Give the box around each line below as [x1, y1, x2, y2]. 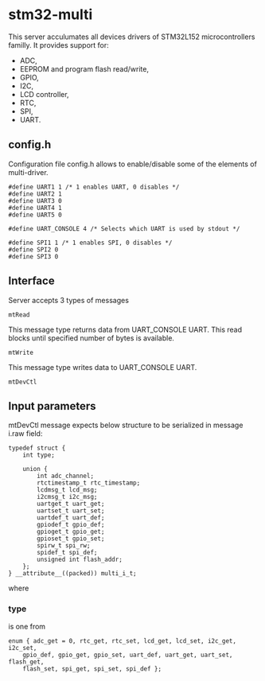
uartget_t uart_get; [37, 500, 105, 508]
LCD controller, [19, 89, 69, 99]
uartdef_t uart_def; [37, 514, 105, 522]
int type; [22, 451, 56, 459]
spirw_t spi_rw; [37, 542, 91, 550]
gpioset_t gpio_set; [37, 535, 105, 543]
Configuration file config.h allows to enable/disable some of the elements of [8, 159, 257, 169]
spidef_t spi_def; [37, 549, 98, 557]
